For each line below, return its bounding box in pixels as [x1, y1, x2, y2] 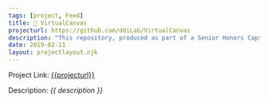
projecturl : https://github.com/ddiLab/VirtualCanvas [8, 26, 191, 34]
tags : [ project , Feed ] [8, 11, 84, 20]
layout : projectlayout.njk [8, 48, 98, 56]
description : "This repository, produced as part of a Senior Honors [8, 33, 245, 42]
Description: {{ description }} [8, 86, 104, 95]
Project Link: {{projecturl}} [8, 71, 95, 79]
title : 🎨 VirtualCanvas [8, 19, 88, 27]
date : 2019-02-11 [8, 41, 66, 49]
